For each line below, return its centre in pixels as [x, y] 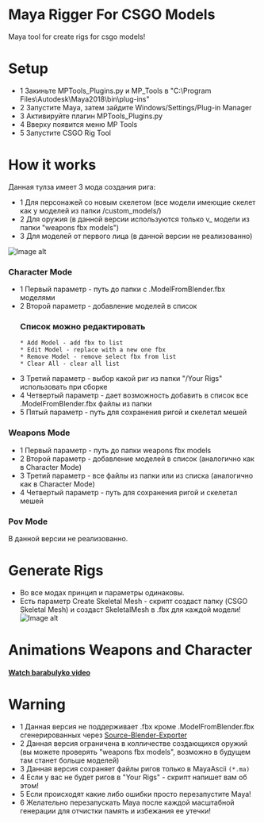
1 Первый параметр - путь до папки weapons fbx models [115, 450]
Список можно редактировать [82, 327]
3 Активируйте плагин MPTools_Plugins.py [91, 116]
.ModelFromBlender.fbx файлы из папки [86, 404]
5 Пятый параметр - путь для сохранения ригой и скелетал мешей [133, 412]
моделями [37, 298]
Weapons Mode [39, 433]
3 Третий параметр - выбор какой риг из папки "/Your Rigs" [121, 379]
